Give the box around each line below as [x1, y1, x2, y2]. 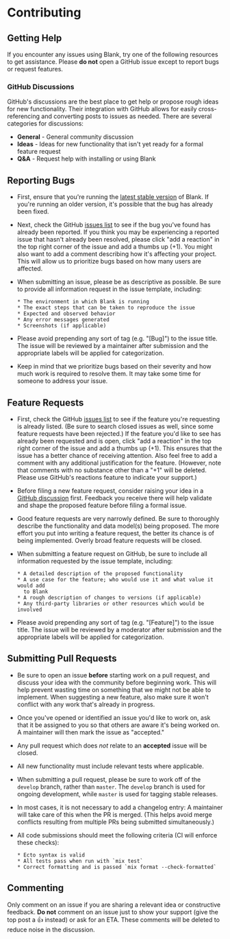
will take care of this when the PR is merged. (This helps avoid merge [16, 810, 212, 818]
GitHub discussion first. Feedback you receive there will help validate [16, 494, 212, 502]
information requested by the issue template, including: [16, 557, 173, 565]
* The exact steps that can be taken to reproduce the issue [16, 304, 196, 312]
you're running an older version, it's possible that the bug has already [16, 200, 214, 209]
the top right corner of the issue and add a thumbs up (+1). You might [16, 242, 213, 251]
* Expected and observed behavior [16, 310, 116, 317]
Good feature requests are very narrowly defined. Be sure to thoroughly [16, 514, 220, 522]
